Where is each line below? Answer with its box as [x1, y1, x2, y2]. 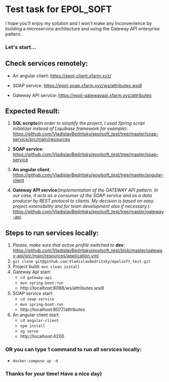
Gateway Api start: [12, 269, 51, 275]
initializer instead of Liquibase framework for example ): [12, 125, 128, 132]
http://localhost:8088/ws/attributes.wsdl [20, 285, 104, 291]
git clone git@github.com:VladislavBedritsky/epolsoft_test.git [12, 259, 151, 264]
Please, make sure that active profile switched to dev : [12, 242, 125, 248]
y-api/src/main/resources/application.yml [12, 253, 99, 259]
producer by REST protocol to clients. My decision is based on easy [12, 198, 154, 204]
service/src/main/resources [12, 136, 71, 142]
